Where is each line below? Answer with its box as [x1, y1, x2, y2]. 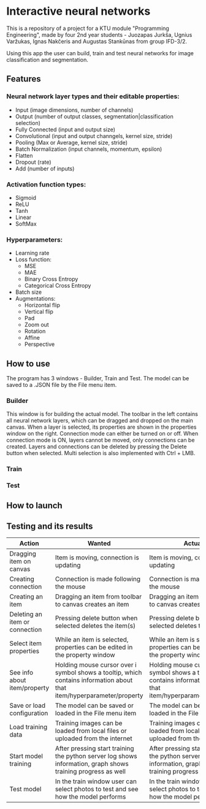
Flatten [15, 151, 33, 159]
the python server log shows [55, 752, 137, 761]
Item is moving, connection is [55, 553, 139, 562]
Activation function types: [6, 180, 86, 188]
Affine [24, 334, 40, 342]
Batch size [15, 288, 42, 296]
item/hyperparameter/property [55, 691, 143, 700]
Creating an [9, 592, 44, 601]
